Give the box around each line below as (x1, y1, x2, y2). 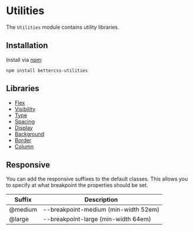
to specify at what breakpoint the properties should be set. (6, 182, 149, 189)
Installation (6, 41, 48, 51)
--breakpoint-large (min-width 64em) (42, 215, 152, 223)
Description (84, 196, 118, 204)
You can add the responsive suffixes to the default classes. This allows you (6, 175, 188, 183)
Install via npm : (6, 56, 43, 63)
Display (14, 124, 34, 131)
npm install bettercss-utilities (6, 68, 88, 73)
